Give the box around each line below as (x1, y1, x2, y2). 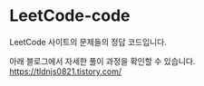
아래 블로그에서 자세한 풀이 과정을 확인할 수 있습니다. (9, 55, 196, 66)
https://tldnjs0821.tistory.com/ (9, 65, 122, 77)
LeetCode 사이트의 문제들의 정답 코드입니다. (9, 36, 168, 47)
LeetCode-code (9, 5, 131, 26)
